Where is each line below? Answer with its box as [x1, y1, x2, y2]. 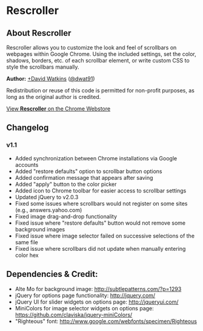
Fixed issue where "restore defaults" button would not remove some [15, 219, 186, 227]
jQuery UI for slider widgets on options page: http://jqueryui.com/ [15, 298, 179, 305]
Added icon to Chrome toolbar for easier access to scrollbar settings [15, 186, 187, 194]
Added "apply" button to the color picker [15, 180, 117, 188]
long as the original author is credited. [6, 94, 101, 100]
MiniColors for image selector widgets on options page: [15, 304, 155, 312]
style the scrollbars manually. [6, 63, 80, 70]
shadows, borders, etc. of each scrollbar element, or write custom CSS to [6, 57, 190, 64]
